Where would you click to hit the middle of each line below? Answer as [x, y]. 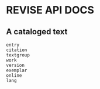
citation [17, 50]
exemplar [17, 70]
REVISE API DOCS [50, 10]
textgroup [18, 55]
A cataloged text [37, 32]
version [15, 65]
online [14, 76]
